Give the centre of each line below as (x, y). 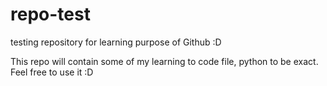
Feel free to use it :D (52, 72)
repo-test (50, 14)
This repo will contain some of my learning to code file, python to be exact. (164, 61)
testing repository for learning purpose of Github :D (116, 42)
